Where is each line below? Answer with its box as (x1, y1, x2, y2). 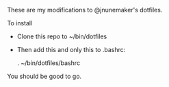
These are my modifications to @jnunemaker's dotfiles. (7, 6, 163, 14)
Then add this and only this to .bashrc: (16, 46, 126, 53)
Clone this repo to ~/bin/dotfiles (16, 32, 107, 40)
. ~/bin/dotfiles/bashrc (16, 59, 81, 67)
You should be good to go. (7, 72, 82, 80)
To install (7, 19, 33, 27)
